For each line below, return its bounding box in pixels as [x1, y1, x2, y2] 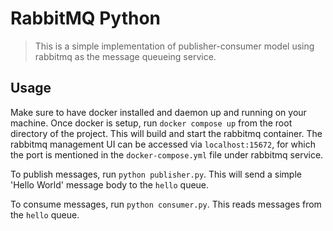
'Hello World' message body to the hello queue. [10, 178, 210, 191]
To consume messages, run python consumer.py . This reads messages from [10, 198, 322, 210]
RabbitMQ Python [10, 7, 162, 30]
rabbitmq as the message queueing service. [34, 50, 217, 62]
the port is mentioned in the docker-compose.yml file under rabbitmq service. [10, 148, 324, 161]
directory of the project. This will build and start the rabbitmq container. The [10, 127, 323, 139]
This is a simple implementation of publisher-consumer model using [34, 40, 315, 52]
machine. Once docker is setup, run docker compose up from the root [10, 117, 293, 129]
